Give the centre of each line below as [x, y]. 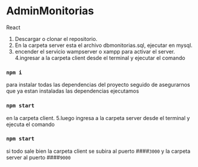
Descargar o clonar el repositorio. [56, 39]
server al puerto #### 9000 [38, 157]
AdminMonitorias [50, 11]
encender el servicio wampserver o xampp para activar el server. [95, 51]
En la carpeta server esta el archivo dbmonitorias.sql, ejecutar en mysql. [103, 45]
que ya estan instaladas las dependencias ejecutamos [72, 91]
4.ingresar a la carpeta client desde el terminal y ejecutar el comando [100, 58]
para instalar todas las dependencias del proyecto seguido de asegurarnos [98, 85]
